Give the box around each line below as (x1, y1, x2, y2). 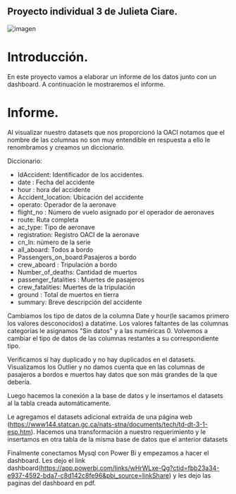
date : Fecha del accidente (17, 178, 95, 186)
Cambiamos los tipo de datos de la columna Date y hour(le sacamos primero (7, 311, 230, 320)
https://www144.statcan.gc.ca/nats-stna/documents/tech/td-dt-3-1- (9, 420, 208, 428)
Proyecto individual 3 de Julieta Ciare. (7, 6, 178, 18)
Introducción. (7, 49, 89, 65)
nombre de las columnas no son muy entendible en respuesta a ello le (7, 135, 211, 144)
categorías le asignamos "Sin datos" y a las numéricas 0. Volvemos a (7, 326, 208, 335)
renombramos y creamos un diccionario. (7, 143, 125, 151)
